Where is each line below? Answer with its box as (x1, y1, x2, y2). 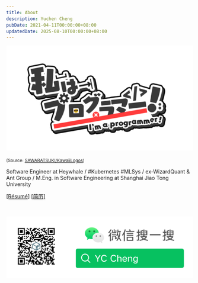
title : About (6, 9, 39, 15)
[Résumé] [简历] (6, 192, 46, 200)
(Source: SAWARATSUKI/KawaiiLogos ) (6, 157, 85, 163)
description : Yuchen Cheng (6, 15, 73, 22)
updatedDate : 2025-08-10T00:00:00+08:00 (6, 28, 108, 34)
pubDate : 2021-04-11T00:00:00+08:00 (6, 22, 97, 28)
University (6, 181, 31, 188)
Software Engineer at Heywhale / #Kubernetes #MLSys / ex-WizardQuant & (6, 168, 190, 175)
